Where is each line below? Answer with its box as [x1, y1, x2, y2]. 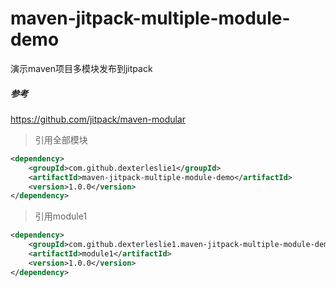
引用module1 [34, 210, 88, 222]
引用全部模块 [34, 133, 88, 146]
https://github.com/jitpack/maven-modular [10, 113, 187, 125]
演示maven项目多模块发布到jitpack [10, 62, 153, 74]
